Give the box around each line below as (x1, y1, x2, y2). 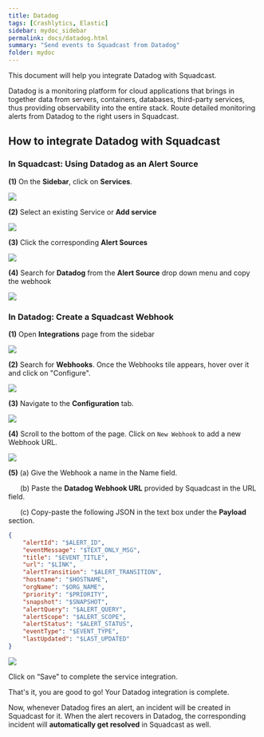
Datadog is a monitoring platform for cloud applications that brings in (8, 86, 235, 96)
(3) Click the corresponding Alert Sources (8, 237, 148, 247)
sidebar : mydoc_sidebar (8, 26, 88, 34)
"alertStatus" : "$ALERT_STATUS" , (22, 620, 134, 629)
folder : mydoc (8, 49, 56, 57)
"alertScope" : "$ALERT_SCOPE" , (22, 613, 127, 621)
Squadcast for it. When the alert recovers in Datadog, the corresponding (8, 711, 246, 720)
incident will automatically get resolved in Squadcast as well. (8, 719, 211, 729)
